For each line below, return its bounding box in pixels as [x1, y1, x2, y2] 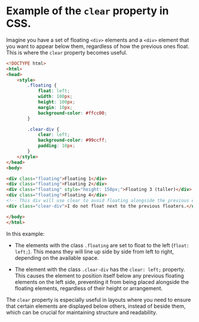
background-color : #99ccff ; [37, 138, 108, 144]
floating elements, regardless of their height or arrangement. [14, 285, 163, 292]
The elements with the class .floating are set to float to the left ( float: [14, 241, 190, 248]
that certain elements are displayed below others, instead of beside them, [6, 302, 186, 310]
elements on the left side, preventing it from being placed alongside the [14, 278, 190, 285]
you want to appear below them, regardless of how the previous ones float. [6, 43, 190, 50]
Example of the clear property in [6, 4, 169, 18]
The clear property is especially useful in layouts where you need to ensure [6, 296, 191, 303]
